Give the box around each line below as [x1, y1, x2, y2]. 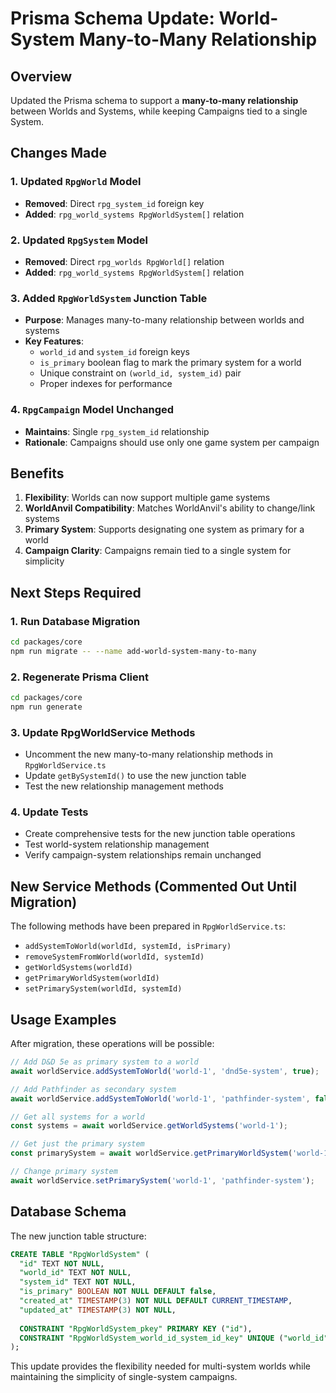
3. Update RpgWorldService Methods [10, 725, 196, 739]
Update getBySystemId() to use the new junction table [24, 770, 247, 782]
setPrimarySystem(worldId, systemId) [24, 984, 183, 994]
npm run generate [10, 702, 83, 712]
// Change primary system [10, 1167, 118, 1177]
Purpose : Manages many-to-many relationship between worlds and [24, 314, 305, 326]
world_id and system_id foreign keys [39, 346, 190, 358]
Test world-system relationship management [24, 838, 210, 851]
